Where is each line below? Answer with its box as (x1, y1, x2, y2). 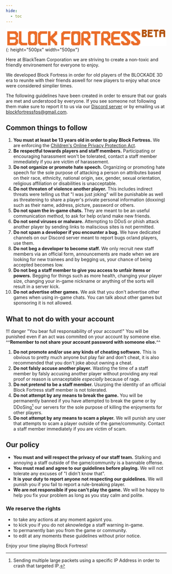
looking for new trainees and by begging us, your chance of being (13, 256, 152, 262)
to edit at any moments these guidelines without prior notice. (13, 533, 141, 539)
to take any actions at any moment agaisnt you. (13, 516, 113, 523)
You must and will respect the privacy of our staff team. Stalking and (13, 454, 161, 460)
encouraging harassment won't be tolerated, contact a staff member (13, 153, 157, 159)
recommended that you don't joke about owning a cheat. (13, 360, 133, 366)
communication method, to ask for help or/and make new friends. (13, 213, 151, 219)
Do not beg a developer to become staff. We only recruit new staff (13, 246, 155, 252)
